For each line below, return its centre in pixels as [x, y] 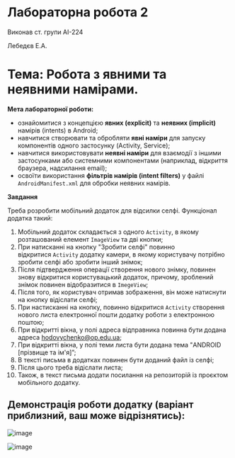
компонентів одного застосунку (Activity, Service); [94, 145]
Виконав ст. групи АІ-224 [45, 32]
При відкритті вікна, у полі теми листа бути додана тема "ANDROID [119, 345]
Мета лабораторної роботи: [51, 109]
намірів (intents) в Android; [58, 130]
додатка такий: [30, 218]
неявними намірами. [73, 90]
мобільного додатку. [49, 382]
